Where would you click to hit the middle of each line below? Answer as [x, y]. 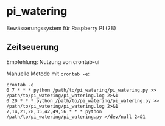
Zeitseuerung [33, 47]
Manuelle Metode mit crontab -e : [48, 74]
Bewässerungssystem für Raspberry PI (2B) [61, 28]
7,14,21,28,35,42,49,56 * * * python [54, 111]
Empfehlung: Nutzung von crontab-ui [53, 61]
